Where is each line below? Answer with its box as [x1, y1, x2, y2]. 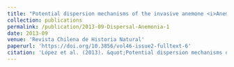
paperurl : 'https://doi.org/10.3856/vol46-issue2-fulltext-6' [7, 43, 192, 50]
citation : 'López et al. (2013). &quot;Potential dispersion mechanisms [7, 50, 223, 57]
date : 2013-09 [7, 29, 49, 37]
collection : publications [7, 17, 82, 24]
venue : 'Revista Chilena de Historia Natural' [7, 36, 145, 43]
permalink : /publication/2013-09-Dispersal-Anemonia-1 [7, 23, 170, 30]
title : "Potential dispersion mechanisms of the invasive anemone [7, 10, 204, 17]
